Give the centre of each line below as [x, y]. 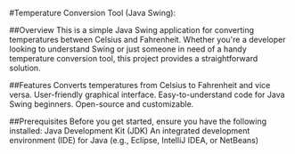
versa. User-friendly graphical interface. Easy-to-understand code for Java [147, 94]
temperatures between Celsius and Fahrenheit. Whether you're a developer [147, 40]
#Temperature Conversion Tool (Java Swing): [93, 13]
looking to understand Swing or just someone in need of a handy [128, 49]
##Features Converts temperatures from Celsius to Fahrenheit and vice [140, 85]
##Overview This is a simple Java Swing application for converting [132, 30]
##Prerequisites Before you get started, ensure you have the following [138, 121]
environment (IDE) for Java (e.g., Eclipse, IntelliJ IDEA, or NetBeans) [134, 140]
